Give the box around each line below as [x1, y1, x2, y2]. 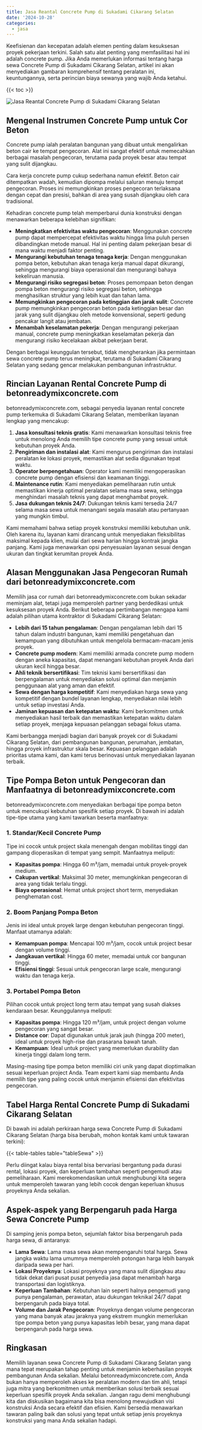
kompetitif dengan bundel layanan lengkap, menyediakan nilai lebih [14, 694, 182, 702]
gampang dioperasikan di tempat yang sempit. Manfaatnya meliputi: [6, 849, 175, 856]
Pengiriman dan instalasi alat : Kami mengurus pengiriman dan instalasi [14, 448, 194, 455]
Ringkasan [6, 1343, 47, 1353]
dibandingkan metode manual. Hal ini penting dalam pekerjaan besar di [14, 240, 192, 248]
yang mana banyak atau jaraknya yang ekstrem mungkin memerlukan [14, 1313, 188, 1320]
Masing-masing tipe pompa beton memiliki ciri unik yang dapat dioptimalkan [6, 1063, 196, 1070]
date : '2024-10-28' [6, 15, 55, 21]
